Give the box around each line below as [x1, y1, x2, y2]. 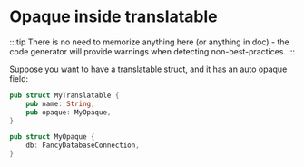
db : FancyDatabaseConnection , [25, 141, 141, 151]
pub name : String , [25, 99, 95, 108]
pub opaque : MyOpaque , [25, 107, 112, 117]
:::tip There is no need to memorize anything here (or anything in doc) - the [9, 36, 289, 47]
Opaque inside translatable [9, 6, 218, 27]
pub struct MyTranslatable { [9, 91, 120, 100]
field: [9, 73, 29, 83]
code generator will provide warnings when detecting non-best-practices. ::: [9, 45, 296, 56]
